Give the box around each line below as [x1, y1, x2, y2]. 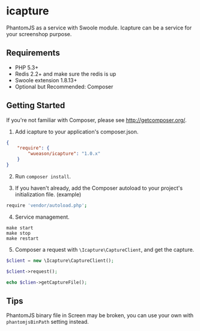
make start [6, 225, 34, 231]
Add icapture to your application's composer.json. [14, 128, 139, 135]
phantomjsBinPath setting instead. [6, 318, 89, 326]
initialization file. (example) [14, 190, 82, 198]
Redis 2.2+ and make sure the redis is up [14, 70, 117, 77]
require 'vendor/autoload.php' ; [6, 202, 87, 208]
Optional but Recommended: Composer [14, 83, 114, 90]
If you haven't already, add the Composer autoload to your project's [14, 184, 183, 192]
